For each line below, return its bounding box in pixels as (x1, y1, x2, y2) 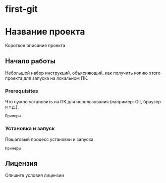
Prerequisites (5, 88, 38, 94)
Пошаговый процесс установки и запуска (5, 136, 94, 142)
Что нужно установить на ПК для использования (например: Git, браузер (5, 99, 161, 105)
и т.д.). (5, 104, 19, 110)
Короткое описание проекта (5, 43, 65, 48)
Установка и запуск (5, 125, 55, 132)
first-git (5, 3, 38, 15)
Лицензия (5, 159, 38, 168)
